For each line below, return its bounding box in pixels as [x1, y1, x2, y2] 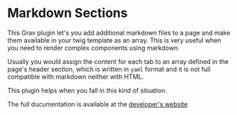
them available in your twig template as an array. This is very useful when [7, 35, 221, 44]
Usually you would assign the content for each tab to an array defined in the [7, 57, 229, 65]
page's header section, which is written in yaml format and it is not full [7, 65, 211, 73]
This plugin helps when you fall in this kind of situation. [7, 86, 168, 94]
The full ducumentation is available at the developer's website [7, 99, 188, 108]
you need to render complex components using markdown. [7, 43, 180, 52]
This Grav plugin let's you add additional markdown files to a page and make [7, 28, 231, 37]
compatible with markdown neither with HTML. [7, 72, 144, 81]
